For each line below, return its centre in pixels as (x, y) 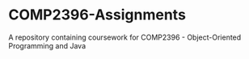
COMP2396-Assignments (97, 15)
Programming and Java (47, 45)
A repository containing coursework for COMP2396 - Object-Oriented (125, 37)
